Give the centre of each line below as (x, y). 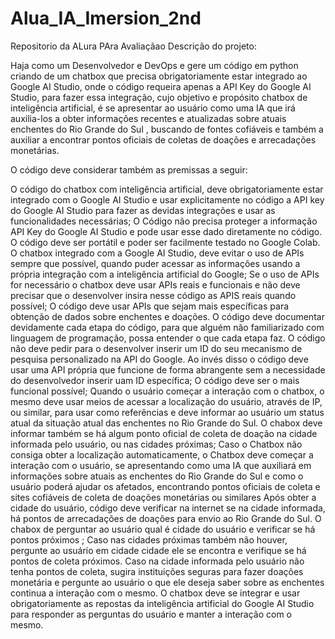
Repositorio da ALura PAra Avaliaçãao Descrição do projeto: (133, 46)
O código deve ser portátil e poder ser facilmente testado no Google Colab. (165, 242)
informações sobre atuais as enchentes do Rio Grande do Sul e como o (157, 476)
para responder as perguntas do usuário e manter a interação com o (151, 614)
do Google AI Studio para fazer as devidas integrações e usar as (143, 210)
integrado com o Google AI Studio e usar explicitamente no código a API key (167, 199)
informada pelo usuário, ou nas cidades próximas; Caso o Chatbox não (156, 444)
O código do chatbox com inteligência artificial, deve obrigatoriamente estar (167, 189)
